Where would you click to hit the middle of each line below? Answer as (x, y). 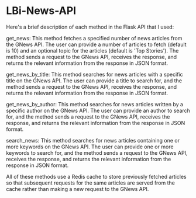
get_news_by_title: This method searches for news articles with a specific (94, 74)
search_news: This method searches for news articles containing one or (93, 140)
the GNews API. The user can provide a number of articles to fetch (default (96, 44)
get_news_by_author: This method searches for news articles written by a (94, 104)
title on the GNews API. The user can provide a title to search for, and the (94, 81)
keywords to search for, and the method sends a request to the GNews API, (97, 152)
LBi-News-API (41, 11)
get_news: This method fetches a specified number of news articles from (94, 38)
